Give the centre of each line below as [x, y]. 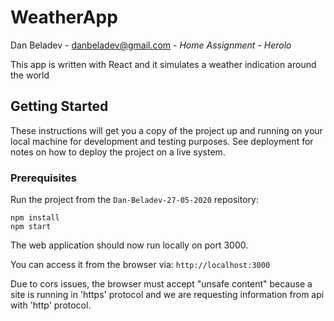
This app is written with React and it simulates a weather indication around [163, 64]
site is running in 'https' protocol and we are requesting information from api [167, 295]
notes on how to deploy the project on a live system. [118, 152]
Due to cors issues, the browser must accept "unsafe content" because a [161, 284]
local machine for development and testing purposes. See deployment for [162, 141]
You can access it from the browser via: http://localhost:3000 [140, 265]
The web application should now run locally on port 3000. [129, 245]
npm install [35, 218]
